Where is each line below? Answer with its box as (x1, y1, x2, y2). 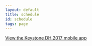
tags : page (5, 21, 28, 26)
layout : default (5, 7, 39, 12)
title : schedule (5, 12, 39, 17)
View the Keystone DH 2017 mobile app (5, 35, 87, 41)
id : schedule (5, 16, 33, 21)
